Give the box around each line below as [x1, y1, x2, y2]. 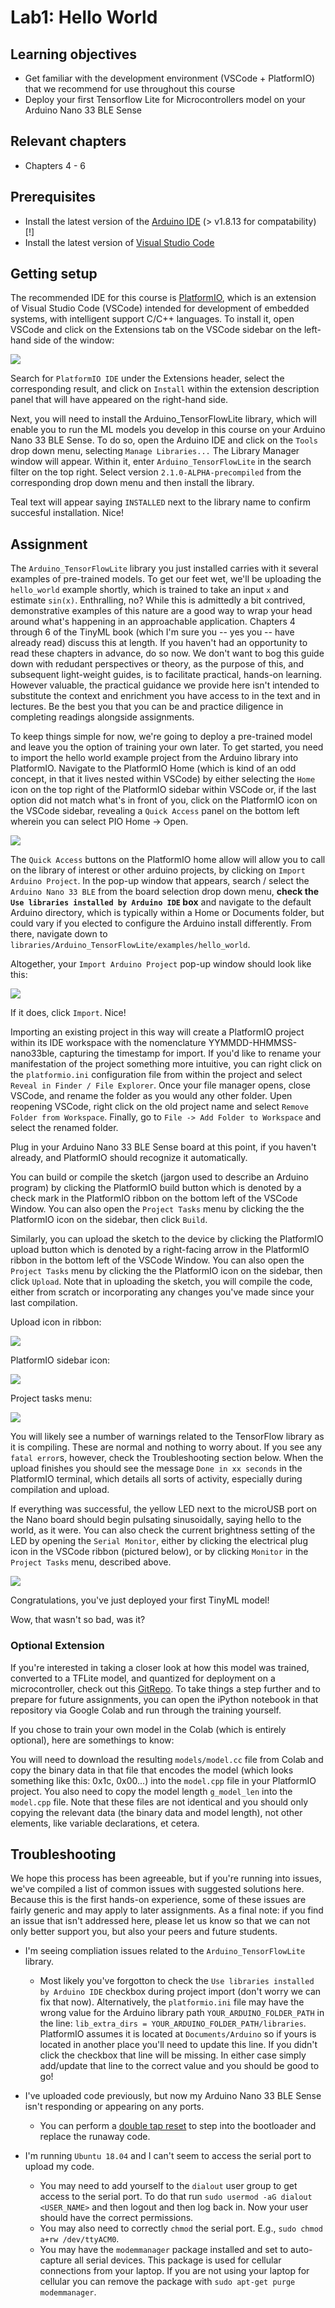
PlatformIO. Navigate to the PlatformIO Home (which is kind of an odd [10, 762, 297, 775]
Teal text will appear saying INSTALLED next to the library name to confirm [10, 496, 311, 508]
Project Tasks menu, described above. [10, 1556, 172, 1568]
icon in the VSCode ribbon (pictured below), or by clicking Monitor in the [10, 1546, 309, 1558]
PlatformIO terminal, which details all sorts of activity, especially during [10, 1473, 303, 1485]
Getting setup [10, 266, 98, 283]
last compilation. [10, 1297, 78, 1309]
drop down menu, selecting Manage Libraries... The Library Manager [10, 445, 300, 457]
